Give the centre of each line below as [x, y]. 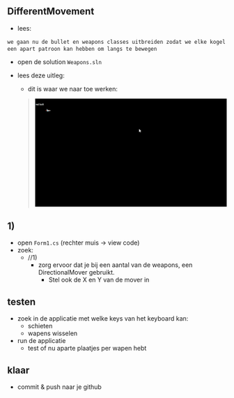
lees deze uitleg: [41, 75]
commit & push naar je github [60, 387]
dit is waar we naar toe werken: [73, 89]
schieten [40, 326]
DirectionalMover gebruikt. [76, 273]
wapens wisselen [53, 333]
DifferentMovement [51, 12]
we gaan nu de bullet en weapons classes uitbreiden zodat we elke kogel [117, 42]
